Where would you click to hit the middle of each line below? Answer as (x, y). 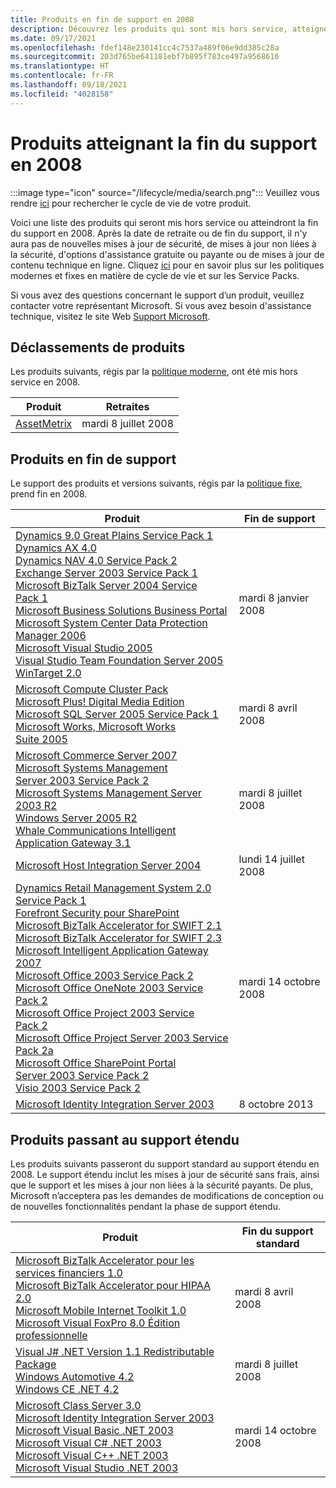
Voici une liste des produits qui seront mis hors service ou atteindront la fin (164, 222)
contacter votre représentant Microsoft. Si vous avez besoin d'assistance (161, 305)
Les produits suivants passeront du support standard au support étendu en (165, 1164)
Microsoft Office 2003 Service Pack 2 (104, 976)
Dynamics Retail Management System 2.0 (113, 888)
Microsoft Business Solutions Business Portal (121, 611)
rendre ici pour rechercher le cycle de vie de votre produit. (131, 203)
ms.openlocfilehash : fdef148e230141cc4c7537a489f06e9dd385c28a (145, 47)
